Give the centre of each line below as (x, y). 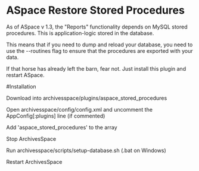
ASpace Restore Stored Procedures (95, 10)
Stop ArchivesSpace (31, 139)
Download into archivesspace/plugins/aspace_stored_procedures (87, 98)
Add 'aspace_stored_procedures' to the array (62, 127)
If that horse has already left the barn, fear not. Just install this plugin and (96, 68)
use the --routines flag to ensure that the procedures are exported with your (99, 50)
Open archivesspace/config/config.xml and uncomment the (80, 109)
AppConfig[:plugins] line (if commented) (56, 116)
